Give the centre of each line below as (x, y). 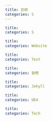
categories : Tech (23, 113)
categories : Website (26, 46)
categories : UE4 (22, 100)
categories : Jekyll (25, 86)
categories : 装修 (22, 73)
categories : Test (23, 59)
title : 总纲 (16, 10)
